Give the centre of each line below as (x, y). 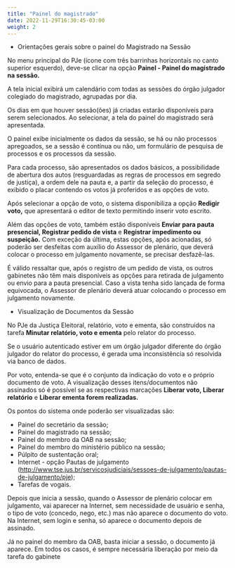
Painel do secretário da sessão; (63, 425)
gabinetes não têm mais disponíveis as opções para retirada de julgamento (116, 276)
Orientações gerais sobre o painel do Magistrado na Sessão (104, 47)
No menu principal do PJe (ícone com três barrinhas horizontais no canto (113, 61)
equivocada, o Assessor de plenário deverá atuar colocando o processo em (117, 291)
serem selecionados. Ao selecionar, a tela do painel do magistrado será (110, 118)
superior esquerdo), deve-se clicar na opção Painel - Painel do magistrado (116, 68)
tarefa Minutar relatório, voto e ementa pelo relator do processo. (102, 333)
